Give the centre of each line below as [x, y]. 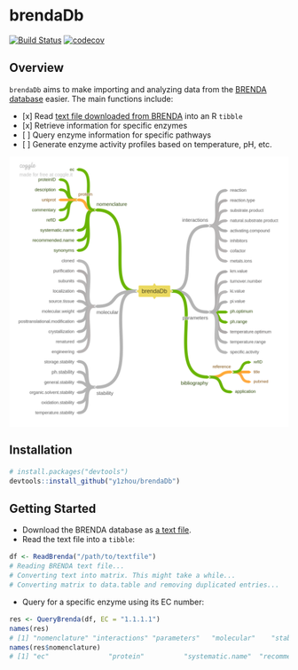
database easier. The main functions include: [91, 99]
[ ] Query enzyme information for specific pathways [116, 135]
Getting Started [53, 508]
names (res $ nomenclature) [55, 647]
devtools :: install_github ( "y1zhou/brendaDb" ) [94, 481]
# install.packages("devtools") [69, 471]
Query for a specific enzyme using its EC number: [113, 602]
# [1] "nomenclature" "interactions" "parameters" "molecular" [132, 638]
